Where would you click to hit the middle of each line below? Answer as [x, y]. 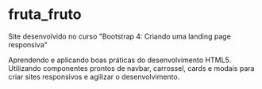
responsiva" [28, 44]
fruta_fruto [45, 15]
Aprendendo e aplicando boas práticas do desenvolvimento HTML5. [120, 60]
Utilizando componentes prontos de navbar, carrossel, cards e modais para [131, 68]
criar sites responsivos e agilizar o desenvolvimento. [94, 76]
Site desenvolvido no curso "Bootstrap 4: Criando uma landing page [120, 36]
